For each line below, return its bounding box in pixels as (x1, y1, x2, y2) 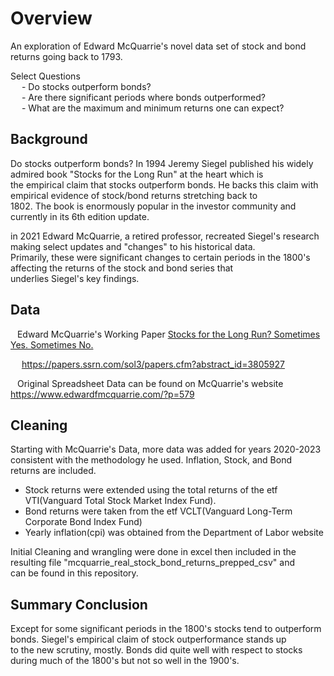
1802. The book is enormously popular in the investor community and (10, 200, 297, 212)
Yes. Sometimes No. (10, 338, 94, 351)
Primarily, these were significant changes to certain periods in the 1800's (10, 251, 311, 263)
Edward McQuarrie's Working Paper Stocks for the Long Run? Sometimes (16, 328, 321, 340)
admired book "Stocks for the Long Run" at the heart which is (10, 168, 264, 180)
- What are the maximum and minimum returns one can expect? (21, 102, 285, 114)
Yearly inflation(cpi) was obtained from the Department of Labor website (24, 527, 324, 539)
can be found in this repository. (10, 567, 139, 579)
